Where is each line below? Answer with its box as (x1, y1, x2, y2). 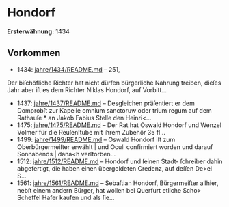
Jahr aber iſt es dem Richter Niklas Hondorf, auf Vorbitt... (7, 85, 167, 94)
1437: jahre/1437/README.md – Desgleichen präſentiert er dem (16, 99, 195, 107)
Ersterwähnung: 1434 (7, 27, 70, 36)
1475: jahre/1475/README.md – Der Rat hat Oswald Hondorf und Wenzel (16, 121, 222, 129)
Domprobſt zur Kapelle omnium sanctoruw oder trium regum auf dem (16, 106, 212, 114)
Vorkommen (7, 47, 61, 59)
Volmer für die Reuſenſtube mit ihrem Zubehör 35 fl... (16, 128, 166, 136)
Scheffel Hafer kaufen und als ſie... (16, 193, 115, 202)
